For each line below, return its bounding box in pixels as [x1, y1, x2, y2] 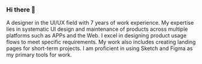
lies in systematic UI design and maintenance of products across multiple [6, 25, 188, 33]
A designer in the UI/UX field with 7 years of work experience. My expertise [6, 19, 194, 27]
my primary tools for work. [6, 51, 72, 59]
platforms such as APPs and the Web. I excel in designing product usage [6, 32, 187, 39]
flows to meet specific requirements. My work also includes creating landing [6, 39, 196, 46]
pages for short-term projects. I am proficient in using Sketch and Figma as [6, 45, 193, 52]
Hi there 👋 [6, 5, 36, 14]
